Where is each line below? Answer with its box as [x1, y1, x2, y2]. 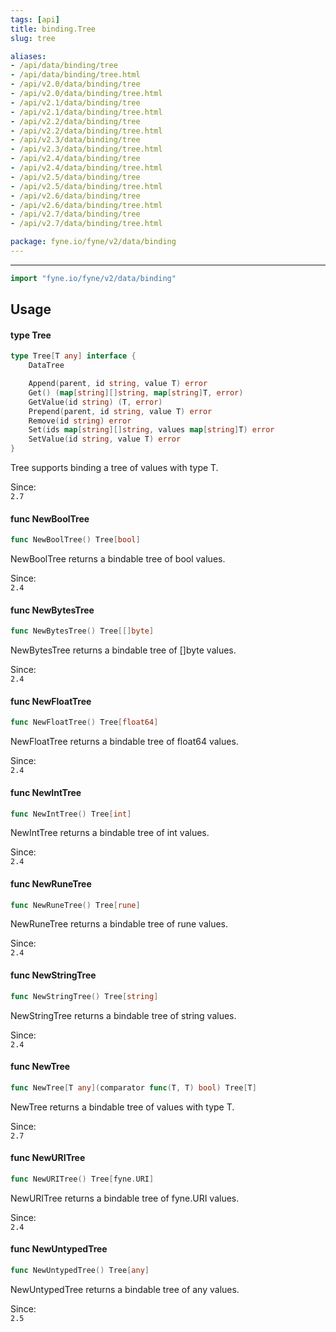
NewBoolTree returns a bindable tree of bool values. [10, 553, 226, 565]
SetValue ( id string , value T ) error [28, 434, 182, 445]
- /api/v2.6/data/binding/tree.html [10, 200, 163, 210]
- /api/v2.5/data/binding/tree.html [10, 181, 163, 191]
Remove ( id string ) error [28, 416, 132, 426]
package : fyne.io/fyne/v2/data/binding [10, 237, 177, 247]
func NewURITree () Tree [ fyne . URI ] [10, 1174, 155, 1184]
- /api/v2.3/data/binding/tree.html [10, 144, 163, 155]
